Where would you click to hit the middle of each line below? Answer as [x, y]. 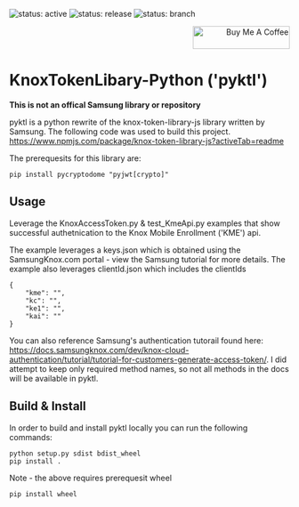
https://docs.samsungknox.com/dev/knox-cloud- [99, 350]
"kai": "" [44, 316]
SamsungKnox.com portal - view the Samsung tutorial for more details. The [148, 259]
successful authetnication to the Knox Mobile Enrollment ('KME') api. [135, 232]
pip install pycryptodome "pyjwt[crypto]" [89, 174]
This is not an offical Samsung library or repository [105, 105]
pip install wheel [43, 494]
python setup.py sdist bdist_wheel [75, 454]
